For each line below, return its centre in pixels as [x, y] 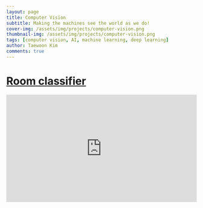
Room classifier [46, 81]
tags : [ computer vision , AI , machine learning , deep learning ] [88, 40]
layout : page [23, 12]
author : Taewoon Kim [32, 46]
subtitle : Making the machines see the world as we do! [78, 23]
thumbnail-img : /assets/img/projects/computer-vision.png [81, 34]
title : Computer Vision [36, 18]
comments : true [25, 51]
